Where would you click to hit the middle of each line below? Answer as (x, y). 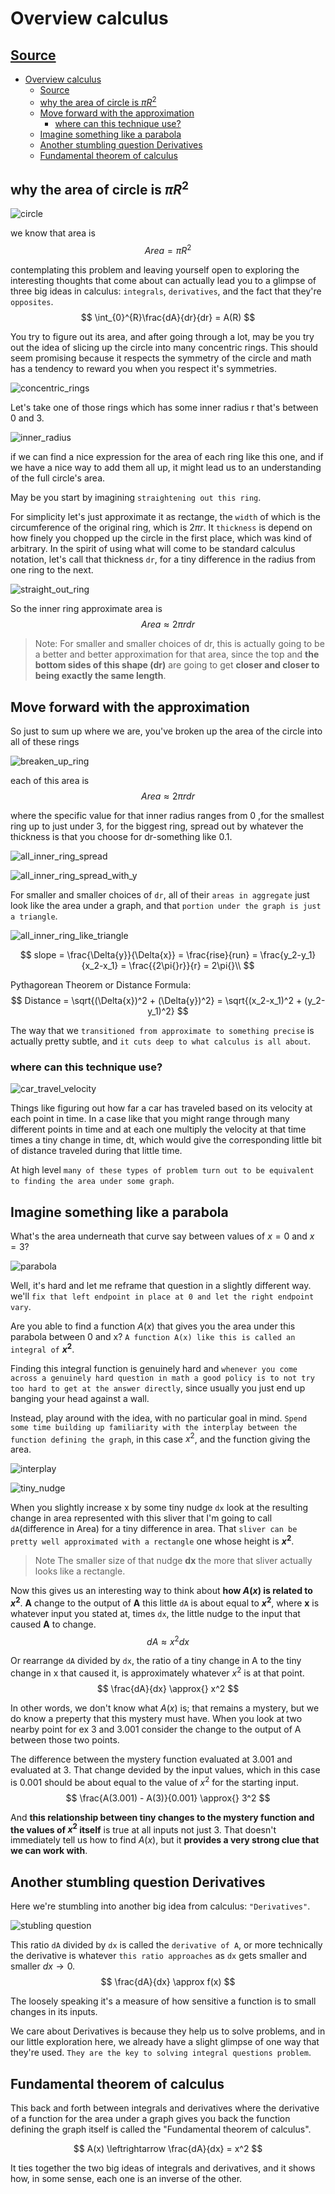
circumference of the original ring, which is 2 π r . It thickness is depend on (161, 528)
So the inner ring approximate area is (86, 609)
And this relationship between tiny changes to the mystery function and (162, 1817)
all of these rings (45, 741)
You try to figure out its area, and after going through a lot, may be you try (162, 337)
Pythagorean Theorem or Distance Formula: (101, 984)
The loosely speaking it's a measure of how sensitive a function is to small (163, 2001)
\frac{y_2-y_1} (288, 954)
